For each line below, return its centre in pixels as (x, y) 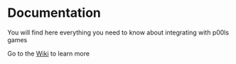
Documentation (54, 13)
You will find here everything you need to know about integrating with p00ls (118, 32)
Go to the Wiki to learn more (49, 53)
